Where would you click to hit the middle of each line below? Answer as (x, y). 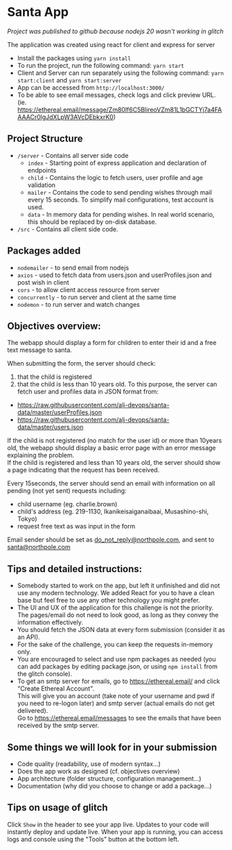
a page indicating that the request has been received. (83, 470)
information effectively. (50, 622)
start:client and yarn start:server (69, 80)
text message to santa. (40, 350)
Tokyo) (27, 519)
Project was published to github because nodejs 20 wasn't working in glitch (115, 31)
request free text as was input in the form (76, 526)
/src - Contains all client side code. (68, 229)
